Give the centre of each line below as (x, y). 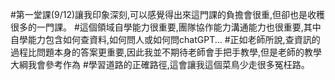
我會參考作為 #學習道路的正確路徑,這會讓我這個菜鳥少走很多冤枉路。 (168, 64)
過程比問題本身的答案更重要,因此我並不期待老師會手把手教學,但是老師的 (157, 52)
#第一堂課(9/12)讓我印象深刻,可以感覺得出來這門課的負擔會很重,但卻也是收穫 (168, 14)
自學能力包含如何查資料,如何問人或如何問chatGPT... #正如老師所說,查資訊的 (165, 39)
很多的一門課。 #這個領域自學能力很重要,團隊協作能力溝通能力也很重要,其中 (166, 27)
